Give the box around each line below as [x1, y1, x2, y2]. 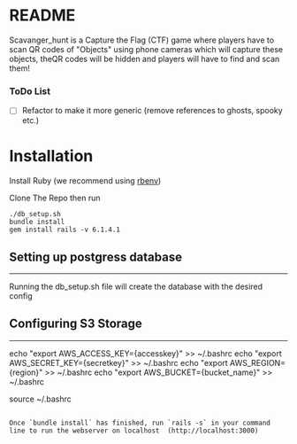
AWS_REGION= [229, 357, 286, 368]
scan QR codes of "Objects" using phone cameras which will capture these [9, 43, 284, 54]
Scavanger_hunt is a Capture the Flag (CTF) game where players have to [9, 35, 275, 45]
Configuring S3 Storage [9, 316, 143, 331]
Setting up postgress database [9, 249, 183, 264]
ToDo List [9, 85, 51, 97]
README [9, 5, 76, 26]
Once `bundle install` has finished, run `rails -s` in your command [9, 418, 271, 427]
